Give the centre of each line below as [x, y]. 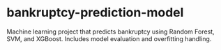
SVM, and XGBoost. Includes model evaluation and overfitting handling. [109, 38]
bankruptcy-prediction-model [95, 13]
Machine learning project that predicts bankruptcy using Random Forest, [110, 32]
